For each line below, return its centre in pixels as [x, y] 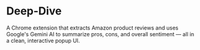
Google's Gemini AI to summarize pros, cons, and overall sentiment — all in [100, 34]
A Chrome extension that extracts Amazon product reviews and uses [92, 28]
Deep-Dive [34, 11]
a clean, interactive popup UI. [43, 40]
